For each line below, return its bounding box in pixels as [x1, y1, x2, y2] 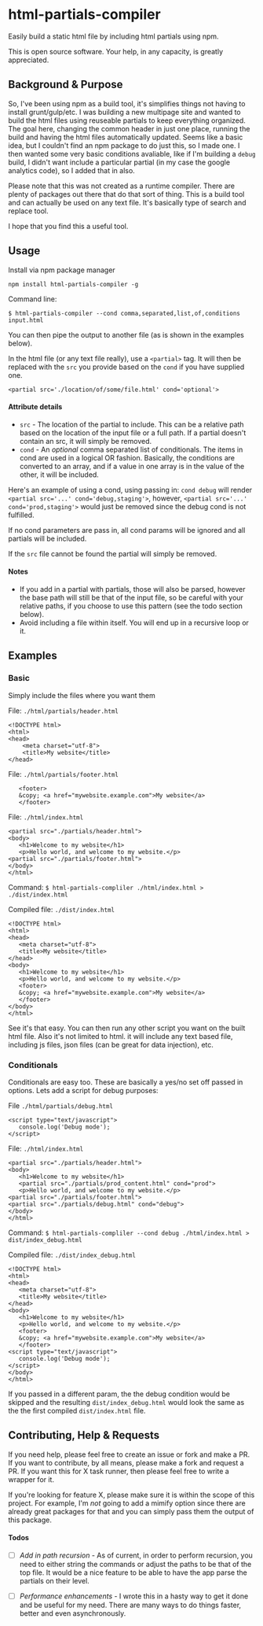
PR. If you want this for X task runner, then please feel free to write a [8, 1466, 229, 1476]
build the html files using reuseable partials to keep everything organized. [8, 116, 246, 125]
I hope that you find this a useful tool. [8, 221, 129, 231]
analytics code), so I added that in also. [8, 165, 135, 175]
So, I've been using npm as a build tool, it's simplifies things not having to [8, 98, 246, 108]
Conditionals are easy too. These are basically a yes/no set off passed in [8, 1077, 243, 1087]
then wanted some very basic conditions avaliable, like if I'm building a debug [8, 149, 256, 158]
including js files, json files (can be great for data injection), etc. [8, 1040, 214, 1049]
